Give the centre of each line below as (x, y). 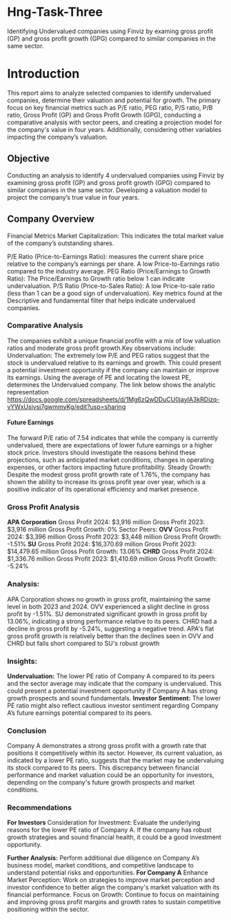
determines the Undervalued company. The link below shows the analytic (111, 385)
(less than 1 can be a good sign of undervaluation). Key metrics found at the (115, 293)
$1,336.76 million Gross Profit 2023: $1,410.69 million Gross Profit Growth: (112, 559)
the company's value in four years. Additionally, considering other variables (114, 129)
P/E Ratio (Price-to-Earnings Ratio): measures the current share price (106, 256)
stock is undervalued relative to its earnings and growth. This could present (114, 363)
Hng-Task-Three (55, 12)
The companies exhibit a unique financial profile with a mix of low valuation (114, 341)
